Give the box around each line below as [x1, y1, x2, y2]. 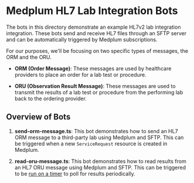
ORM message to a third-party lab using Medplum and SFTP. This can [14, 134, 184, 141]
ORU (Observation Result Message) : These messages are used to [14, 82, 176, 89]
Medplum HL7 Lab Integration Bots [6, 4, 178, 18]
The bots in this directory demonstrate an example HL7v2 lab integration [6, 23, 181, 30]
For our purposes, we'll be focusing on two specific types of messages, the [6, 47, 189, 54]
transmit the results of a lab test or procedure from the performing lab [14, 89, 183, 96]
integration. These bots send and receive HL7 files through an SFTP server [6, 29, 187, 36]
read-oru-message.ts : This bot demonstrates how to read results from [14, 157, 186, 165]
